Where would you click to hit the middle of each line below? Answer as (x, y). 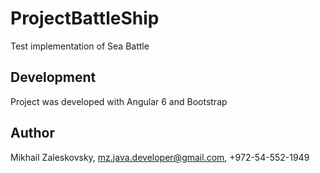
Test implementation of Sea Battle (80, 46)
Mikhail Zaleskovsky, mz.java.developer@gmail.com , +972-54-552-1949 (160, 157)
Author (32, 133)
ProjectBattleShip (85, 18)
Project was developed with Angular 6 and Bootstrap (119, 101)
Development (53, 77)
